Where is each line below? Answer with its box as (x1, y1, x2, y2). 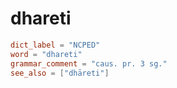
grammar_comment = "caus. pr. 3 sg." (10, 58, 168, 69)
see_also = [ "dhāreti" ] (10, 68, 110, 78)
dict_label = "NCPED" (10, 40, 101, 50)
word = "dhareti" (10, 49, 83, 59)
